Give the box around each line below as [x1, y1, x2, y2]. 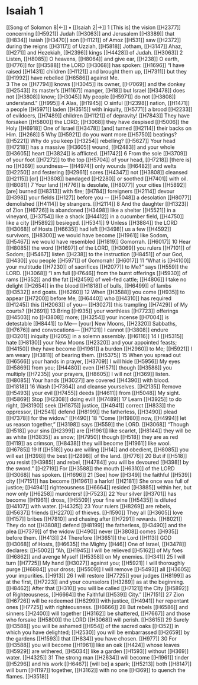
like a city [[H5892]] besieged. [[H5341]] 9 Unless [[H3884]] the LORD [6, 219, 178, 226]
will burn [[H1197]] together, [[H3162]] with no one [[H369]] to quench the [6, 666, 186, 674]
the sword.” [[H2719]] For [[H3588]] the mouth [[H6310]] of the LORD [6, 464, 175, 472]
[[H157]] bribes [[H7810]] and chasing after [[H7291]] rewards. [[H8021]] [6, 515, 182, 522]
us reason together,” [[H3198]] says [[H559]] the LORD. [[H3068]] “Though [6, 420, 189, 428]
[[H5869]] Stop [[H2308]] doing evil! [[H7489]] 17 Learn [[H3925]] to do [6, 396, 182, 403]
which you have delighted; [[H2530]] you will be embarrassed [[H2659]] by [6, 629, 190, 636]
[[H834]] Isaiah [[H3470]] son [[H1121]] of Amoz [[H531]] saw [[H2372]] [6, 36, 181, 43]
